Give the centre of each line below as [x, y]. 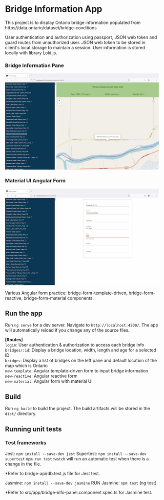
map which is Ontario [26, 366]
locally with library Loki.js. [31, 53]
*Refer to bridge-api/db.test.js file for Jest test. [52, 473]
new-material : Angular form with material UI [49, 381]
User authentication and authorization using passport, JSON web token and [81, 37]
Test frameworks [26, 443]
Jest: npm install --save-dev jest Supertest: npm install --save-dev [76, 454]
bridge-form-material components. [59, 298]
